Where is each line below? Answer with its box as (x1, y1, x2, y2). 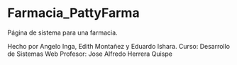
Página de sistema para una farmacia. (7, 28, 118, 37)
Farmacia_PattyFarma (7, 5, 140, 21)
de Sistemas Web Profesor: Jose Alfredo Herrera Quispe (7, 49, 172, 58)
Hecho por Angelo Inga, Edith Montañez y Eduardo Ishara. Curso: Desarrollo (7, 42, 231, 50)
